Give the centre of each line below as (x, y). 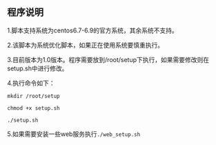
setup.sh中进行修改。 (38, 68)
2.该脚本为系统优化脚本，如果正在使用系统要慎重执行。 (86, 45)
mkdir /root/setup (33, 96)
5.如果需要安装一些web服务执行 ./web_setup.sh (74, 134)
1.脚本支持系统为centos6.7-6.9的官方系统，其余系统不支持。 (92, 30)
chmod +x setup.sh (33, 108)
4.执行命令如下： (31, 83)
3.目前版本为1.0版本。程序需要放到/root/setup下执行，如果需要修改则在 (108, 59)
